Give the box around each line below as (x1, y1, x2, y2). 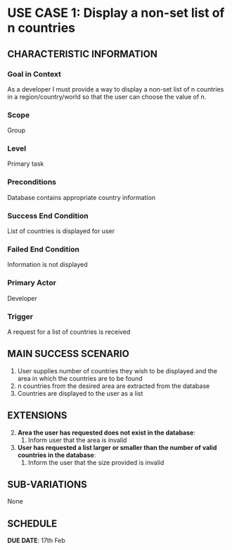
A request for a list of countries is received (7, 327, 131, 336)
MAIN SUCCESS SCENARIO (7, 348, 130, 360)
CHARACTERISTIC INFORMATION (7, 48, 158, 60)
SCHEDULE (7, 518, 58, 530)
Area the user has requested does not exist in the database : (17, 428, 195, 437)
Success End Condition (7, 211, 89, 220)
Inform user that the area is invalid (27, 435, 127, 444)
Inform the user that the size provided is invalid (27, 458, 165, 466)
